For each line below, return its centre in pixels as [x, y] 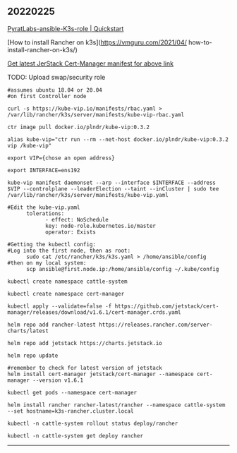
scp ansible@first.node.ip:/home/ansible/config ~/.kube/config [122, 269]
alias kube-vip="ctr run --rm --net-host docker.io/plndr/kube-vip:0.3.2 [118, 139]
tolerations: [45, 213]
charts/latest [28, 331]
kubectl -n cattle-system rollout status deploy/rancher [93, 423]
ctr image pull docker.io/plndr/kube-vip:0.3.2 [79, 127]
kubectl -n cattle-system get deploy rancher [75, 436]
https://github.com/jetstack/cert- [167, 306]
